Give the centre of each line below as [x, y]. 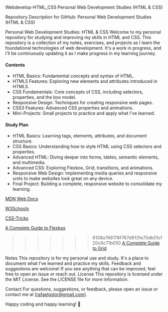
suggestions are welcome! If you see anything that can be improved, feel [80, 269]
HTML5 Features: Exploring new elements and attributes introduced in [85, 81]
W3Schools [17, 209]
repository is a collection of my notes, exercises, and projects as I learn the [83, 43]
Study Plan [17, 124]
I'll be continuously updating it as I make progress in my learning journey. [81, 53]
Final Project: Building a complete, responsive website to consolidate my [87, 184]
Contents [15, 65]
